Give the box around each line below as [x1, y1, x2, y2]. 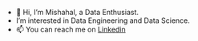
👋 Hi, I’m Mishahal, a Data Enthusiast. [15, 8, 139, 17]
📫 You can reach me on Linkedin [15, 24, 126, 34]
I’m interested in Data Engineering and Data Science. [15, 16, 191, 25]
